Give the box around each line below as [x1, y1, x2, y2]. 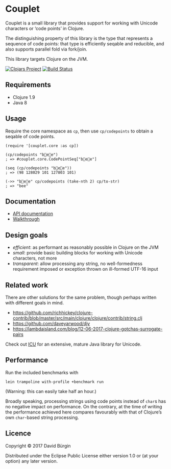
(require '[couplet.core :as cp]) [5, 143, 79, 148]
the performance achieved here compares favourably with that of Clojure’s [5, 409, 162, 415]
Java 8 [12, 99, 27, 106]
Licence [5, 429, 32, 438]
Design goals [5, 230, 48, 240]
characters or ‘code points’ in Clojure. [5, 25, 84, 31]
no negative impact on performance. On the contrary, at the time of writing [5, 403, 162, 409]
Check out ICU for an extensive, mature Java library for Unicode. [5, 341, 142, 347]
